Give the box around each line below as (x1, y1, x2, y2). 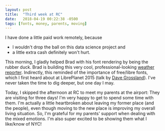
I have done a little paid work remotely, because (5, 35, 102, 41)
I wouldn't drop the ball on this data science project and (12, 44, 126, 50)
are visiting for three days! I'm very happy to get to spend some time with (5, 95, 154, 101)
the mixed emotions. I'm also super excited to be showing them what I (5, 116, 147, 122)
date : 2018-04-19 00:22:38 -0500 (5, 16, 78, 21)
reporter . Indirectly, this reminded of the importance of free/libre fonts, (5, 70, 148, 76)
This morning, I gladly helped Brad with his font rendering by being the (5, 59, 149, 65)
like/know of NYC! (5, 121, 42, 127)
